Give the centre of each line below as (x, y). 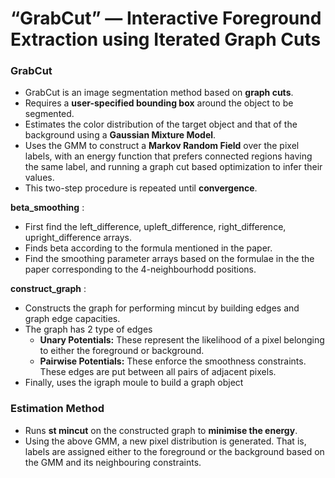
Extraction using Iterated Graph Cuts (166, 39)
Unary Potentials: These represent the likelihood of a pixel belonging (182, 340)
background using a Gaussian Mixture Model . (120, 135)
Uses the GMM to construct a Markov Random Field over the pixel (162, 146)
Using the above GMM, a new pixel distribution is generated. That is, (165, 441)
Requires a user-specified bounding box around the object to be (159, 103)
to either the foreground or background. (122, 351)
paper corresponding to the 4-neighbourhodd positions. (140, 269)
